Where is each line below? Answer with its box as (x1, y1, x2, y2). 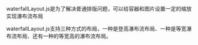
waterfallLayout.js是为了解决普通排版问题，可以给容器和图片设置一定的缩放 (6, 5, 192, 12)
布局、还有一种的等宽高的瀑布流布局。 (16, 33, 112, 40)
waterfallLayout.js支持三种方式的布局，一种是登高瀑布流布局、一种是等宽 (6, 25, 187, 32)
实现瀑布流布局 (6, 12, 43, 20)
